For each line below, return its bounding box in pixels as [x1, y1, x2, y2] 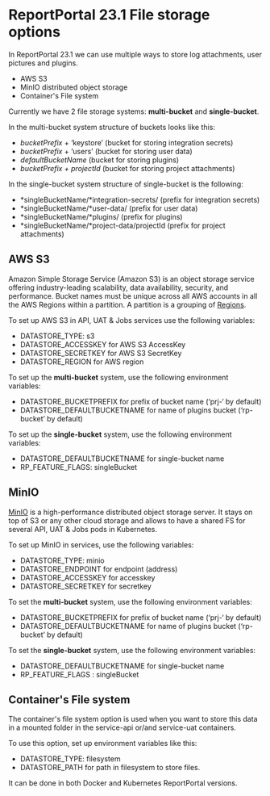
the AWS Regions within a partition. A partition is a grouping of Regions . [8, 300, 247, 309]
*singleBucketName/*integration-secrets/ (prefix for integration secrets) [19, 195, 260, 204]
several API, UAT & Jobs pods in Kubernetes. [8, 524, 158, 534]
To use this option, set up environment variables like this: [8, 739, 197, 748]
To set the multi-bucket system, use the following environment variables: [8, 597, 252, 606]
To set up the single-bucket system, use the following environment [8, 429, 232, 439]
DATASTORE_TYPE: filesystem [19, 754, 121, 764]
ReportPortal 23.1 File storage [8, 6, 210, 24]
